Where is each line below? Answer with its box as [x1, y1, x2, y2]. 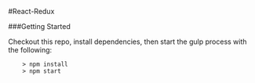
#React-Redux [8, 7, 55, 16]
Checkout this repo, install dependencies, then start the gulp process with [8, 37, 247, 46]
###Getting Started [8, 22, 71, 31]
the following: [8, 45, 53, 54]
